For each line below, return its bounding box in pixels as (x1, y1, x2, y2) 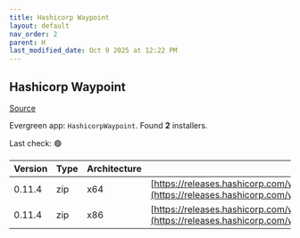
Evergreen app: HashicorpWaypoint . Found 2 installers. (9, 119, 208, 130)
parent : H (9, 37, 46, 47)
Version (13, 162, 48, 175)
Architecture (87, 162, 142, 175)
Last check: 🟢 (9, 137, 62, 148)
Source (9, 103, 36, 113)
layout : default (9, 21, 70, 30)
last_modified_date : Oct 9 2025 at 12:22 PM (9, 46, 178, 55)
